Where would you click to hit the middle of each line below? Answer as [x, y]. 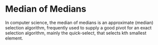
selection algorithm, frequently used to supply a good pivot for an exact [79, 27]
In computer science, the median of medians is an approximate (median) [79, 22]
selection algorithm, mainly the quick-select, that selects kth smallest [76, 33]
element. [14, 38]
